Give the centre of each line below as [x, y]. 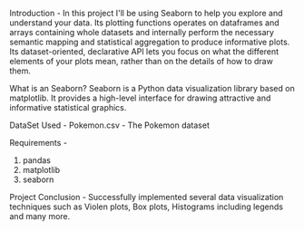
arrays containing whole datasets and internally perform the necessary [142, 32]
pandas [37, 160]
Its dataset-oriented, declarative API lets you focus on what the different [144, 52]
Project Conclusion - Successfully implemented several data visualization [147, 197]
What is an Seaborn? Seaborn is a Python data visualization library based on [152, 88]
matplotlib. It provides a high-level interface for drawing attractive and [140, 98]
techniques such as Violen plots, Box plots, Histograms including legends [147, 207]
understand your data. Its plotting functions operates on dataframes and [144, 23]
